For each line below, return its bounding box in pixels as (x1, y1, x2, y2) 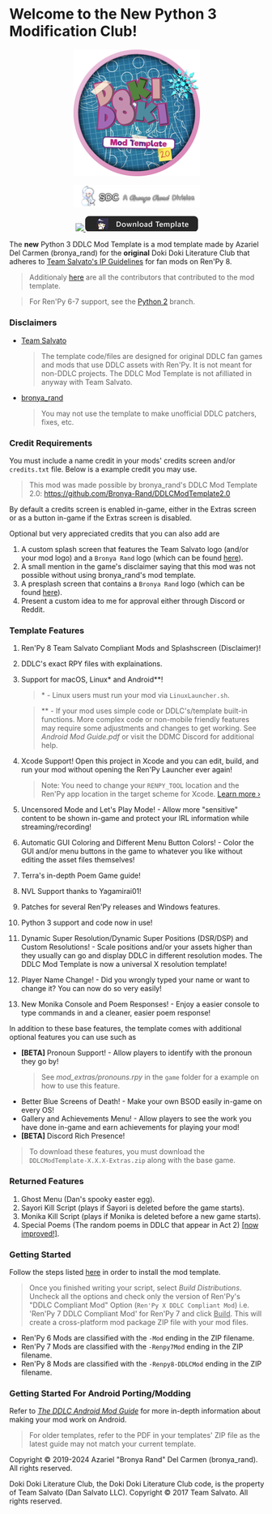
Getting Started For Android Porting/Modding (9, 1388, 191, 1399)
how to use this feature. (40, 1081, 121, 1091)
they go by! (20, 1057, 59, 1067)
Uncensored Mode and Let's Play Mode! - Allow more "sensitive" (20, 805, 238, 815)
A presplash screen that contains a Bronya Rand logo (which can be (20, 579, 245, 588)
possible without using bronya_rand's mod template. (20, 570, 197, 580)
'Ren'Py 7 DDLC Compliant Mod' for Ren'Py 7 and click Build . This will (28, 1308, 262, 1318)
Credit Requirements (9, 437, 92, 448)
